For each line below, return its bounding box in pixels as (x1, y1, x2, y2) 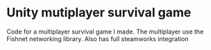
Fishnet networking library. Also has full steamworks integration (6, 34, 189, 42)
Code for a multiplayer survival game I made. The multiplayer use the (6, 27, 204, 36)
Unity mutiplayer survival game (6, 5, 192, 21)
